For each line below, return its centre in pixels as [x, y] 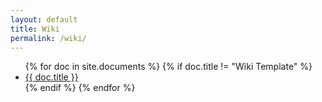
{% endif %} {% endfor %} [80, 88]
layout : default [44, 19]
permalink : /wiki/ [48, 38]
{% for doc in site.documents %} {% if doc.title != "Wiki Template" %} [168, 67]
